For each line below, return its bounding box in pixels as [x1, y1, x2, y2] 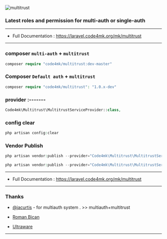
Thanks [5, 193, 24, 200]
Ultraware [12, 224, 33, 230]
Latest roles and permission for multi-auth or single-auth [5, 17, 146, 24]
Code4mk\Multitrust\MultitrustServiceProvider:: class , [5, 107, 121, 112]
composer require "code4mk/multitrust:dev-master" [5, 61, 112, 67]
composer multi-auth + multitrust [5, 50, 89, 57]
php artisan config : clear [5, 131, 59, 136]
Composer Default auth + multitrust [5, 73, 95, 80]
